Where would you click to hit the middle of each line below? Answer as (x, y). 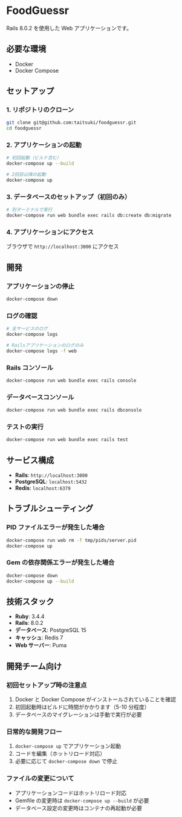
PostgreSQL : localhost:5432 (51, 482)
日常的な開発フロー (34, 732)
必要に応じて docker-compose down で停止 (66, 761)
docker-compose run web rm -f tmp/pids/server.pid (71, 540)
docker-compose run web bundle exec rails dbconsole (74, 410)
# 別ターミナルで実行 (29, 210)
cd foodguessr (24, 128)
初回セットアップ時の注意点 (47, 685)
